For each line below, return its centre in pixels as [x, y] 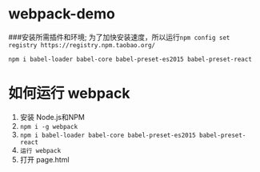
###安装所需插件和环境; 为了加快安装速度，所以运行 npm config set [119, 37]
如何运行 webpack [69, 94]
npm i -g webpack [49, 126]
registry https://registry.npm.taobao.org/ [82, 45]
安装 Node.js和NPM [52, 117]
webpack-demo [62, 14]
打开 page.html [44, 159]
